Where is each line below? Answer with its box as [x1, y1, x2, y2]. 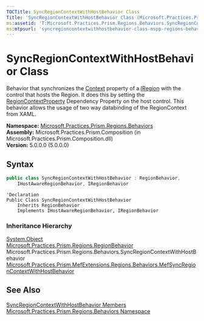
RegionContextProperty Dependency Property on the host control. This [6, 98, 184, 105]
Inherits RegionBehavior [17, 202, 80, 208]
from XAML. [6, 110, 36, 118]
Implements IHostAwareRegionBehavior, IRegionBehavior [17, 207, 159, 214]
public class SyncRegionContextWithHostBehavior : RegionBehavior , [6, 175, 181, 181]
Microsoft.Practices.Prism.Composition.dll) [6, 135, 114, 142]
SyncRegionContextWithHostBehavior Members [6, 301, 126, 308]
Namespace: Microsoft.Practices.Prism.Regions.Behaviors [6, 122, 154, 130]
